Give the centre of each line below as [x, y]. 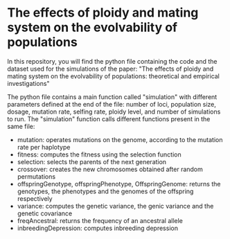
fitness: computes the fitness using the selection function [99, 154]
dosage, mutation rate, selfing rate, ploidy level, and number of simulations [114, 112]
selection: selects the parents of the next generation [92, 161]
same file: [21, 126]
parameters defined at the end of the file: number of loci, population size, [112, 104]
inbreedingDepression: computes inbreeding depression [98, 228]
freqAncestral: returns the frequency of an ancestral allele [100, 220]
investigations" [28, 83]
